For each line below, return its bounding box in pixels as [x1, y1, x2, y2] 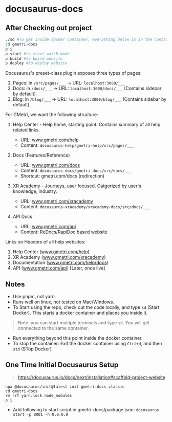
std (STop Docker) [12, 346, 52, 352]
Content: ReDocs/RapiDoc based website [20, 229, 107, 235]
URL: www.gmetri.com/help [20, 137, 79, 143]
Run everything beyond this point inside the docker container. [12, 335, 143, 341]
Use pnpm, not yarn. [12, 294, 56, 300]
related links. [12, 127, 40, 133]
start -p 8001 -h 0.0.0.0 [12, 412, 68, 417]
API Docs [12, 213, 32, 220]
